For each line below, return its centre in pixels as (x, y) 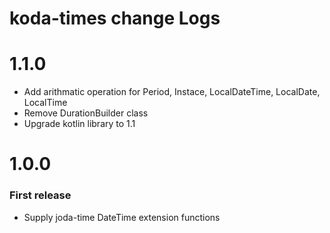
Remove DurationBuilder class (86, 113)
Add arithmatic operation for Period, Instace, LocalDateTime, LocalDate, (172, 92)
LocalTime (45, 103)
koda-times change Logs (115, 18)
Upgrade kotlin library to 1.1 (79, 124)
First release (40, 195)
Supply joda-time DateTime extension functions (122, 217)
